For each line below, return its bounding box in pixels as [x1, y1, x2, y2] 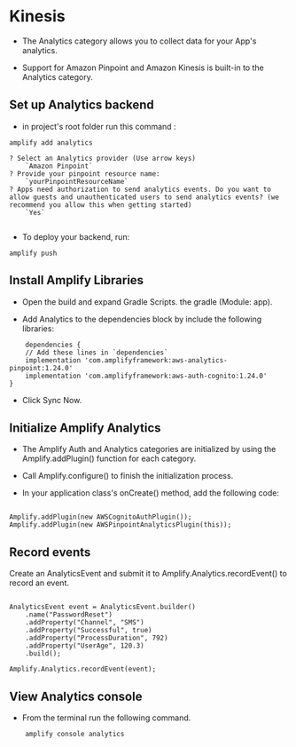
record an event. [9, 577, 69, 588]
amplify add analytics [9, 138, 93, 147]
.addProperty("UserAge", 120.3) [25, 641, 144, 650]
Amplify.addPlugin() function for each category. [21, 453, 197, 464]
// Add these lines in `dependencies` [25, 348, 168, 357]
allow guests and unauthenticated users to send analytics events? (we [9, 193, 279, 202]
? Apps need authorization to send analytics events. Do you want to [9, 185, 272, 194]
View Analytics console [9, 688, 143, 703]
